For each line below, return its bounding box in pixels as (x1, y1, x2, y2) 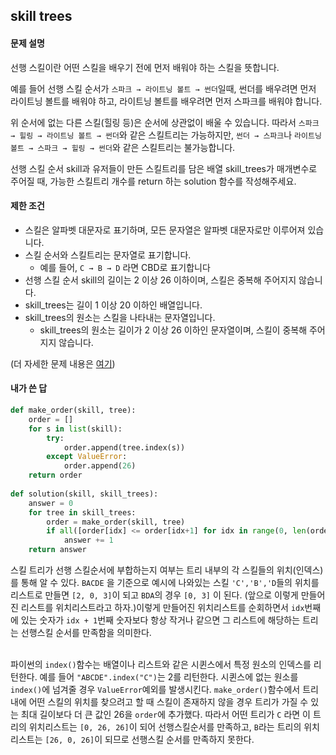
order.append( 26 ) (63, 461, 137, 471)
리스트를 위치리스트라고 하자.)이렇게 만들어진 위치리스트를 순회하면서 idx (20, 602, 305, 613)
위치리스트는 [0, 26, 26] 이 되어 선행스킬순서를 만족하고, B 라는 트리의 (28, 721, 302, 733)
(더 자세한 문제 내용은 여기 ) (10, 357, 116, 369)
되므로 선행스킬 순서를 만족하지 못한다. (104, 734, 255, 745)
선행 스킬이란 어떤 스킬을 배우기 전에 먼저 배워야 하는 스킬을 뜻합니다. (10, 61, 280, 73)
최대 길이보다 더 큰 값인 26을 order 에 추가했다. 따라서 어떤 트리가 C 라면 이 (20, 709, 311, 720)
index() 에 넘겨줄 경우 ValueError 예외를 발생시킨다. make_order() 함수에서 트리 (10, 684, 319, 695)
